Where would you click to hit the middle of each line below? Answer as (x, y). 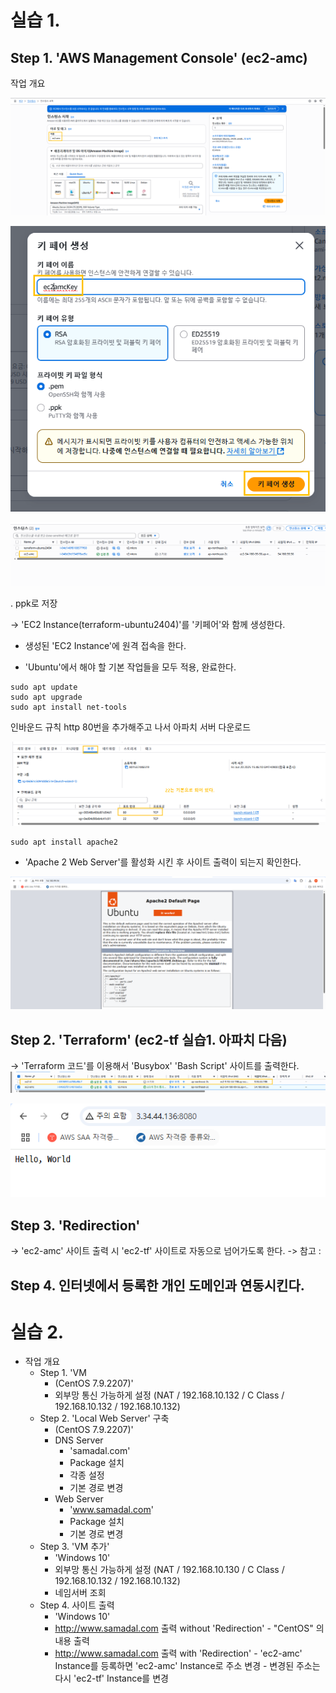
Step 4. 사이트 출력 (77, 1605)
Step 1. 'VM (63, 1373)
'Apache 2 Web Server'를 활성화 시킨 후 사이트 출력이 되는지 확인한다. (163, 862)
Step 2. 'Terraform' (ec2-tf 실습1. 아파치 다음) (149, 1039)
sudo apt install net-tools (69, 707)
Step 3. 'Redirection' (75, 1225)
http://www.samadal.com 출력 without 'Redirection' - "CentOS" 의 (189, 1628)
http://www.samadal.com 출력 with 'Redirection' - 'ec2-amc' (178, 1653)
